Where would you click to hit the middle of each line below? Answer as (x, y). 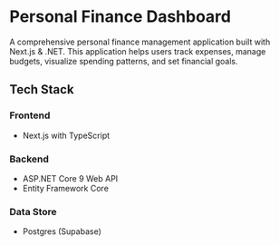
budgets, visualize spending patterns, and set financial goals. (124, 61)
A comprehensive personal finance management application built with (140, 42)
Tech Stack (42, 89)
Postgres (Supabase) (62, 231)
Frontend (30, 115)
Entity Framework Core (65, 188)
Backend (29, 159)
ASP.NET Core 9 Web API (70, 178)
